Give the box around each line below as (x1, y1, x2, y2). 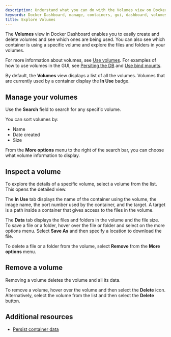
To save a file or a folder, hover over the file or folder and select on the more (5, 222, 165, 228)
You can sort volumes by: (5, 116, 59, 123)
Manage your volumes (5, 93, 78, 101)
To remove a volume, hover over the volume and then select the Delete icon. (5, 287, 166, 293)
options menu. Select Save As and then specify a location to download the (5, 228, 162, 234)
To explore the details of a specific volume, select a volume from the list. (5, 181, 157, 187)
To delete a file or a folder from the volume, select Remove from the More (5, 243, 160, 249)
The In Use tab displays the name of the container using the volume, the (5, 196, 157, 202)
